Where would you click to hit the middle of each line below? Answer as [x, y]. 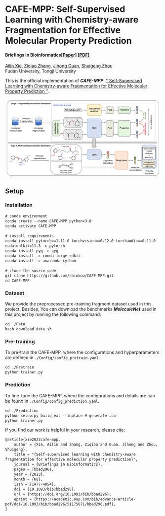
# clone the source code [31, 271]
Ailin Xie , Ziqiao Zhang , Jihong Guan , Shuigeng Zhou [59, 66]
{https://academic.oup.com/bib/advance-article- [85, 499]
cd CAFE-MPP [17, 281]
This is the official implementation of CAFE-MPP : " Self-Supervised [74, 81]
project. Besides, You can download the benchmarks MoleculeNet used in [81, 309]
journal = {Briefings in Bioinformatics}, [58, 464]
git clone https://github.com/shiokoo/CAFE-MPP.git [59, 276]
